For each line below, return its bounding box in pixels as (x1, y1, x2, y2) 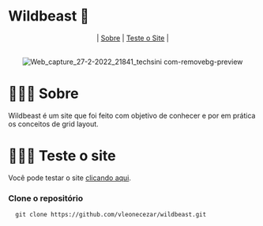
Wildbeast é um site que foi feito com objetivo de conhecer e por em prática (8, 111, 256, 120)
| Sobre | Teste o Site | (96, 33, 170, 43)
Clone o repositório (8, 193, 84, 204)
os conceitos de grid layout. (8, 119, 99, 129)
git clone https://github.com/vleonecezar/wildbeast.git (15, 211, 207, 219)
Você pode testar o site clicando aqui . (8, 173, 132, 183)
